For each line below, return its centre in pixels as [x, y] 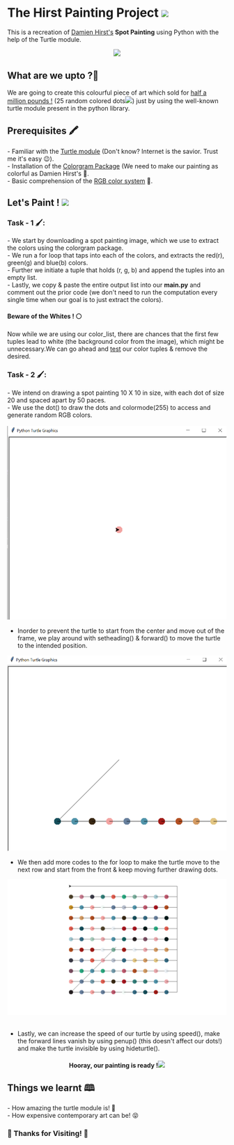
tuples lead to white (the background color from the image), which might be [116, 342]
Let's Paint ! [33, 202]
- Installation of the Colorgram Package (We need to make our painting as [113, 166]
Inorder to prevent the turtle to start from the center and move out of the [121, 631]
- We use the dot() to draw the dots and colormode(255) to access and [109, 407]
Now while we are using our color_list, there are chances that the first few [113, 334]
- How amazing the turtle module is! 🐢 [62, 1108]
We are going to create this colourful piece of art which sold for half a [107, 93]
